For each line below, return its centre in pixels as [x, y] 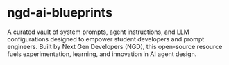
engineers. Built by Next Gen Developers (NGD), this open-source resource [115, 46]
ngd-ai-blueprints [60, 13]
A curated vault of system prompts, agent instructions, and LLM [98, 32]
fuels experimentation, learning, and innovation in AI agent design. [102, 54]
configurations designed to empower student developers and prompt [106, 39]
